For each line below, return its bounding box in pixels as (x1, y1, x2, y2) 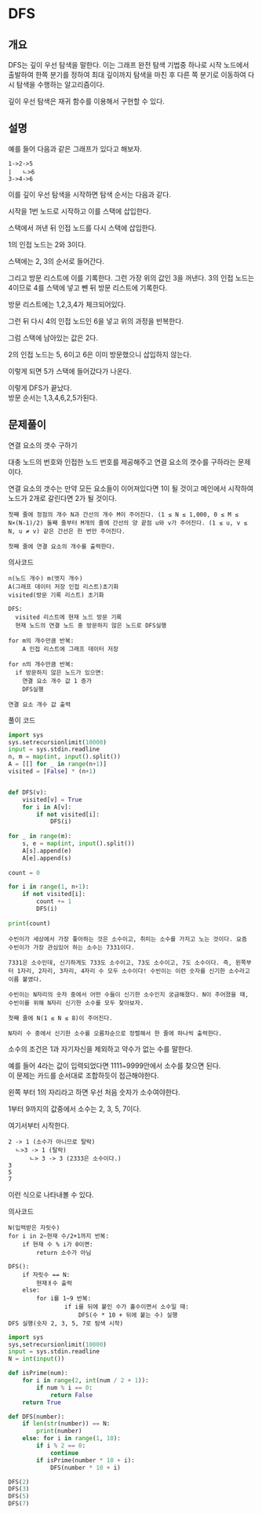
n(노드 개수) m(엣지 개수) (8, 574, 83, 582)
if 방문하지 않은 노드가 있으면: (15, 668, 104, 676)
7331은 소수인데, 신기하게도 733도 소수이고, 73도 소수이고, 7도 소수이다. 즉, (8, 959, 233, 967)
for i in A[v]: (22, 803, 72, 811)
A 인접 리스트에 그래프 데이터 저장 (22, 645, 119, 653)
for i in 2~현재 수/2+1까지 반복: (8, 1232, 110, 1240)
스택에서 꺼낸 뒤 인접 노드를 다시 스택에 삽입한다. (8, 223, 157, 232)
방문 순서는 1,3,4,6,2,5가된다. (8, 393, 98, 402)
